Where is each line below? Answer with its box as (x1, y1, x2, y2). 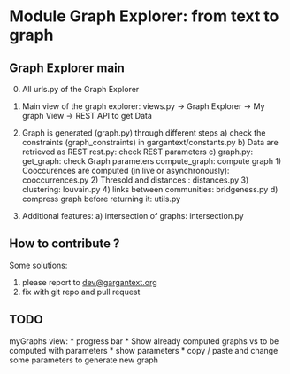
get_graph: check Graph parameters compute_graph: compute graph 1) (21, 156, 282, 166)
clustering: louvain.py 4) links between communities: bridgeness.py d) (21, 184, 279, 194)
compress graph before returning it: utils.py (21, 193, 181, 204)
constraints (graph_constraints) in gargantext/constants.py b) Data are (21, 137, 279, 147)
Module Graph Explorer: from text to (9, 6, 279, 27)
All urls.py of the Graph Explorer (21, 84, 140, 94)
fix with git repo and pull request (21, 286, 141, 297)
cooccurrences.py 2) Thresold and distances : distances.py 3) (21, 175, 249, 185)
